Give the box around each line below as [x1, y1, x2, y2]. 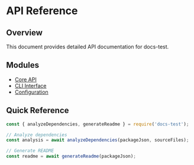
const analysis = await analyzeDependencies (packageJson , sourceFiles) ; [6, 137, 189, 143]
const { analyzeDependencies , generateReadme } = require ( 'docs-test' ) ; [6, 121, 189, 127]
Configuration [14, 88, 48, 95]
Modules [6, 60, 40, 70]
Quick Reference [6, 105, 69, 115]
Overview [6, 28, 43, 38]
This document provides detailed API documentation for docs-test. [6, 43, 169, 50]
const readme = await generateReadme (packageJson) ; [6, 153, 136, 160]
